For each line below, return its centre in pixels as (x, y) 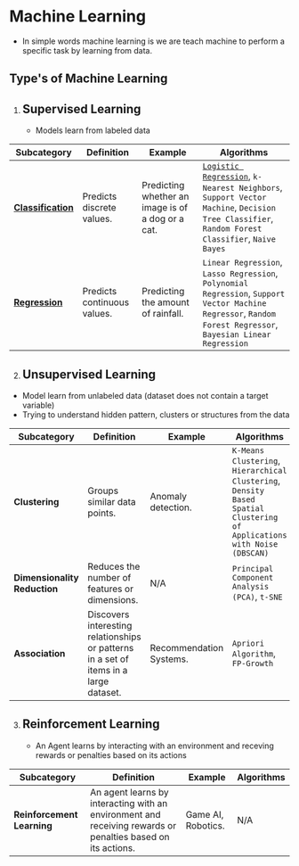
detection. (171, 507)
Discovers (109, 614)
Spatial (248, 508)
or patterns (111, 647)
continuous (106, 302)
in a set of (108, 659)
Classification (44, 208)
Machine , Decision (239, 208)
